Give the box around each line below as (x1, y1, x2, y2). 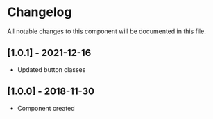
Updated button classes (17, 65, 86, 73)
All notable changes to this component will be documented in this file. (7, 27, 206, 35)
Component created (17, 104, 75, 112)
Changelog (7, 4, 72, 20)
